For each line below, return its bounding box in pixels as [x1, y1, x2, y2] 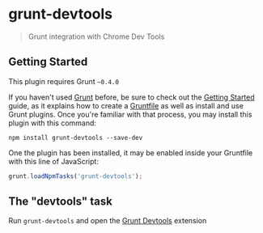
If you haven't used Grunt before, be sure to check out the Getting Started [8, 92, 255, 102]
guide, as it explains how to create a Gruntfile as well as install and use [8, 100, 244, 110]
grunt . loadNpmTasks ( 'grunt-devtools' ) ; [8, 172, 143, 180]
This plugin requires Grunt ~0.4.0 [8, 76, 120, 86]
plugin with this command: [8, 118, 97, 128]
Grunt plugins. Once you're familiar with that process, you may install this [8, 109, 252, 119]
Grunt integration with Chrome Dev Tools [28, 32, 165, 41]
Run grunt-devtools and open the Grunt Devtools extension [8, 216, 207, 226]
